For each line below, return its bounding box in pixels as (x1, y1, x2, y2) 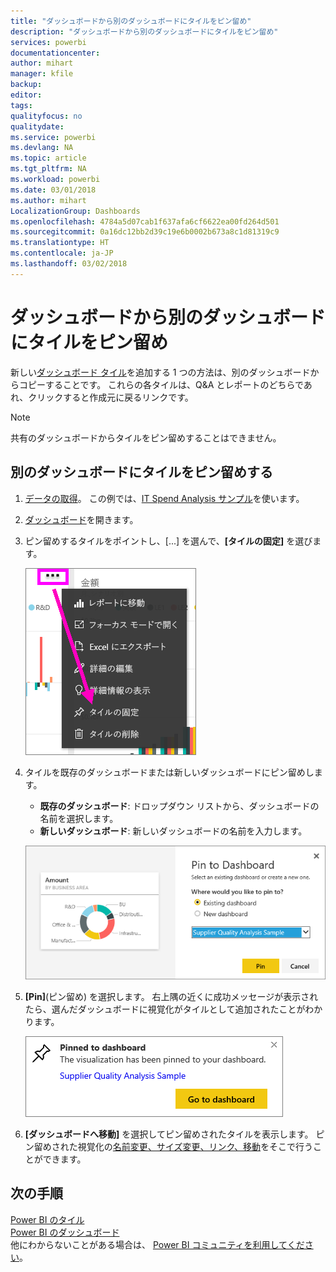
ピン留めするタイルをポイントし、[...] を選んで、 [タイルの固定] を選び (24, 535, 313, 547)
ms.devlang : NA (10, 143, 74, 153)
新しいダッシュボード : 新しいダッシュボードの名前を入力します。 (39, 825, 308, 837)
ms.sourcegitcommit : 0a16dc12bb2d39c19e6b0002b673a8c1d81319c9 (10, 227, 280, 237)
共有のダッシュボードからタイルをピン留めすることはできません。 (10, 431, 282, 444)
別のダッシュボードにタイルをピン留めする (10, 464, 273, 481)
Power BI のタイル (10, 1213, 85, 1225)
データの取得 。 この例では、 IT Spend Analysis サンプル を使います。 (24, 492, 305, 504)
